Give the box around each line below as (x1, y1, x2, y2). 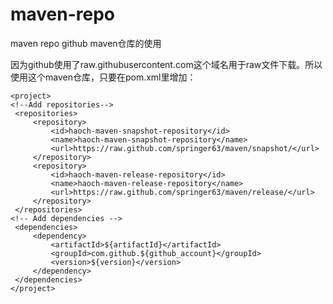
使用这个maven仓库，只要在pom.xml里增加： (10, 71, 197, 83)
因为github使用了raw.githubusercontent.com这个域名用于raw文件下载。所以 (10, 58, 323, 70)
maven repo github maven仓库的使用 (10, 37, 162, 49)
